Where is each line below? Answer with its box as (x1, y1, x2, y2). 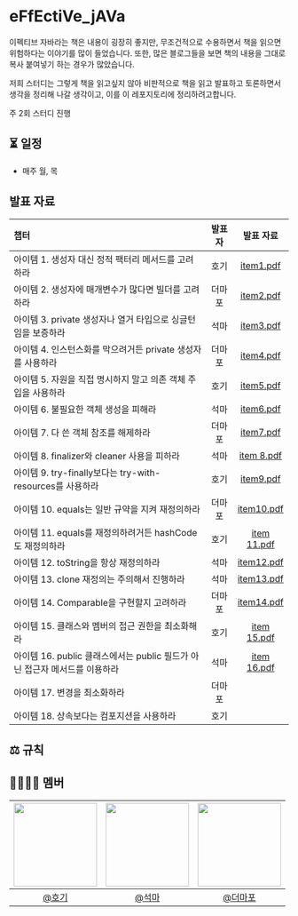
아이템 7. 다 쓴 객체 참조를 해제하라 (13, 426, 151, 439)
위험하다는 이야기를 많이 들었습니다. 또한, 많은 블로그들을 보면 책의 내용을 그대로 (9, 47, 286, 59)
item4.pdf (240, 349, 281, 362)
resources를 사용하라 (13, 480, 99, 492)
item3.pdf (240, 319, 281, 331)
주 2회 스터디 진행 (9, 108, 71, 118)
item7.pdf (240, 426, 281, 438)
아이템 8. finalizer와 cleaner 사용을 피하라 (13, 450, 180, 462)
